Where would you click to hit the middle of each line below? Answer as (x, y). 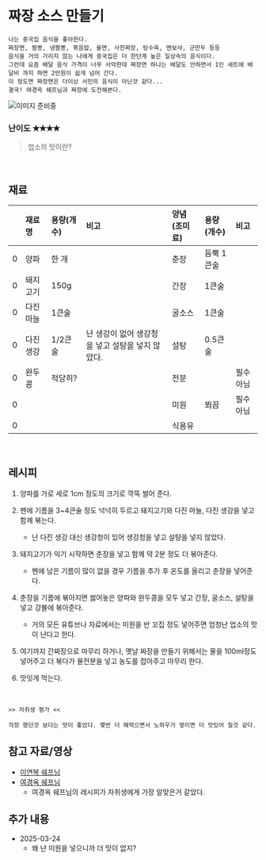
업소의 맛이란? (50, 147)
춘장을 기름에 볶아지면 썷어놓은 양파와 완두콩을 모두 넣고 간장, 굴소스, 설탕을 (137, 597)
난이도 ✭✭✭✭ (34, 128)
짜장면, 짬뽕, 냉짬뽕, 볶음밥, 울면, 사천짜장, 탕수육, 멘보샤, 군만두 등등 (114, 48)
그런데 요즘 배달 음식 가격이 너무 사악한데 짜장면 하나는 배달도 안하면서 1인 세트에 (126, 64)
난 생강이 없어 (110, 334)
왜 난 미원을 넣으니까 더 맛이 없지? (84, 848)
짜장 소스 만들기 (56, 16)
